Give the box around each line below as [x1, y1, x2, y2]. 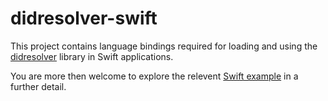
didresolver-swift [10, 7, 158, 30]
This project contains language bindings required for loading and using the [10, 40, 318, 52]
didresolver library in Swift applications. [10, 50, 174, 62]
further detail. [10, 80, 67, 92]
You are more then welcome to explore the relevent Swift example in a [10, 70, 299, 82]
